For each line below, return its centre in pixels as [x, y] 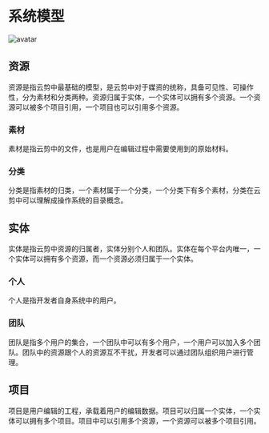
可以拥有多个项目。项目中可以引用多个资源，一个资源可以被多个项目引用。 [138, 420]
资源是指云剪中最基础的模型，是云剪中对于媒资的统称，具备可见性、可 [124, 87]
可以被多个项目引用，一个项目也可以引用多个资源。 [99, 107]
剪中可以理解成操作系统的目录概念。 [68, 200]
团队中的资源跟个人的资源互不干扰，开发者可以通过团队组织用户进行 [134, 352]
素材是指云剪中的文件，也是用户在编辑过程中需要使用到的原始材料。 [120, 149]
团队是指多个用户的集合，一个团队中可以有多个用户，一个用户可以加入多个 [131, 342]
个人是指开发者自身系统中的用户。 [64, 300]
